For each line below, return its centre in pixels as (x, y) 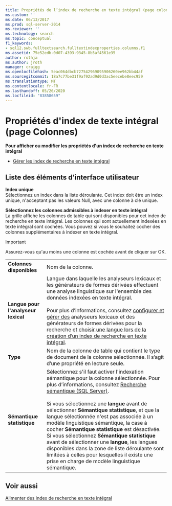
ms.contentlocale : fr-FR (32, 86)
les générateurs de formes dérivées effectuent (103, 285)
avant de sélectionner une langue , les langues (102, 442)
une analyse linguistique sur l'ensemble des (99, 291)
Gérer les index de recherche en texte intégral (61, 161)
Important (16, 242)
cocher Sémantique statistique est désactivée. (104, 429)
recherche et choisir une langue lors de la (96, 330)
